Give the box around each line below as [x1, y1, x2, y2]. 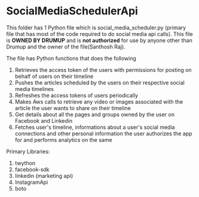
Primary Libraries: [6, 148, 50, 155]
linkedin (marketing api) [14, 172, 74, 179]
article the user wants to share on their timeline [14, 104, 131, 111]
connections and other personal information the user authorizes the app [14, 130, 192, 137]
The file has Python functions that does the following [6, 54, 136, 62]
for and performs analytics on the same [14, 136, 112, 143]
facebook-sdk [14, 166, 50, 173]
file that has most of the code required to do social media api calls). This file [6, 30, 193, 37]
